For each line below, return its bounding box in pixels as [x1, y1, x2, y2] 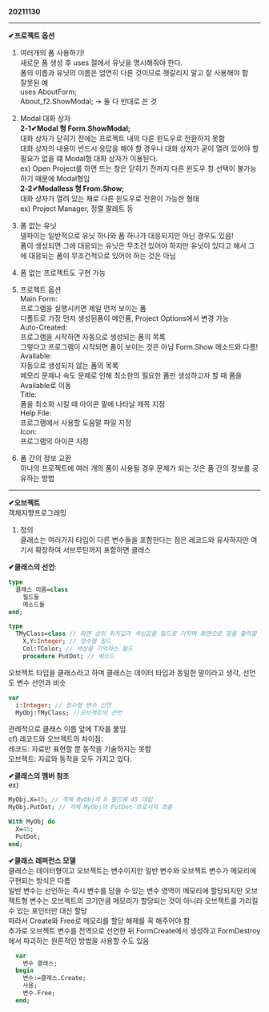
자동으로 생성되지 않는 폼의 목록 [19, 361, 118, 370]
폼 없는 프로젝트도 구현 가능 [19, 268, 106, 277]
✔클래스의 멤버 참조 [8, 771, 70, 781]
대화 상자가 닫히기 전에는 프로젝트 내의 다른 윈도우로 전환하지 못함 [19, 134, 226, 143]
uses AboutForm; [19, 87, 78, 96]
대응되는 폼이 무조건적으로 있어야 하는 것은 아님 [28, 251, 176, 260]
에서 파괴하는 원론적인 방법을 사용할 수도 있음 [8, 936, 150, 945]
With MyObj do [8, 818, 56, 826]
